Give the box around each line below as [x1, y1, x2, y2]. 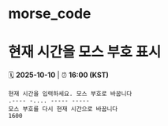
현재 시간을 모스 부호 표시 [8, 43, 162, 61]
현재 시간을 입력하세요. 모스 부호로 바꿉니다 [8, 90, 133, 98]
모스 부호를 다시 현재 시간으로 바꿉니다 [8, 106, 118, 113]
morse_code [8, 5, 91, 23]
